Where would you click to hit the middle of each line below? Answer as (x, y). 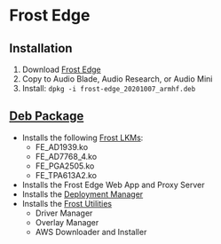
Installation (41, 48)
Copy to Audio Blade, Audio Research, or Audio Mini (117, 79)
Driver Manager (64, 213)
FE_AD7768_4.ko (66, 156)
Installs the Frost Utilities (67, 203)
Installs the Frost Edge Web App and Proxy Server (113, 185)
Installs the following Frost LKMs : (83, 138)
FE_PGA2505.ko (65, 166)
